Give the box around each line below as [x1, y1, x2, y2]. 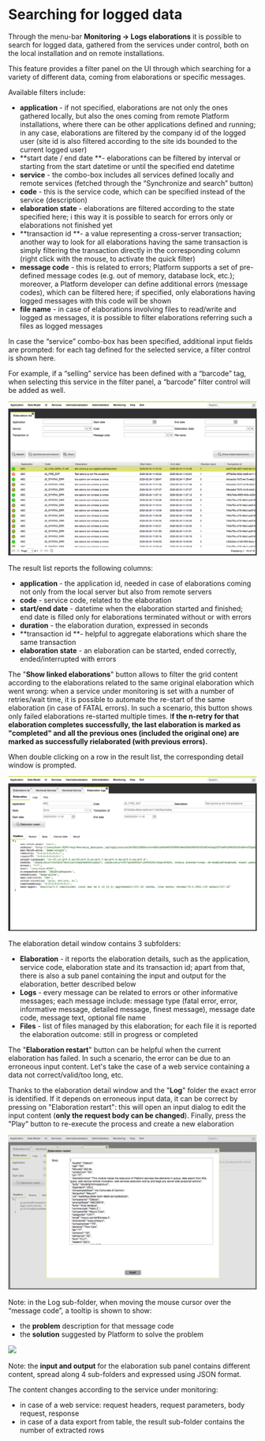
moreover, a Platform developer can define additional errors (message [19, 279, 248, 289]
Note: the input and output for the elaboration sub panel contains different [8, 1361, 251, 1371]
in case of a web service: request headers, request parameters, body [19, 1401, 245, 1410]
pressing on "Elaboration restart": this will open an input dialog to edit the [8, 1103, 247, 1111]
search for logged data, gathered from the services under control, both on [8, 40, 249, 49]
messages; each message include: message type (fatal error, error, [19, 996, 238, 1005]
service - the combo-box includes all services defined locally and [19, 170, 234, 179]
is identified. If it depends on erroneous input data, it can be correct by [8, 1094, 238, 1103]
